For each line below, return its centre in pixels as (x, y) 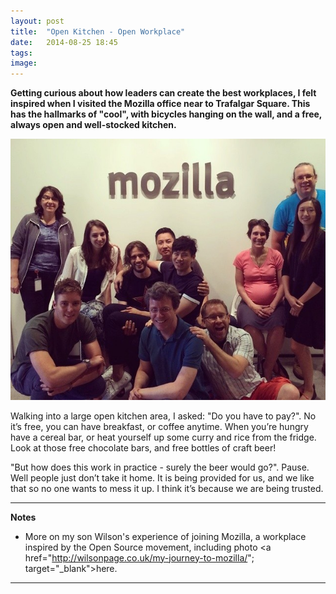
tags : (21, 53)
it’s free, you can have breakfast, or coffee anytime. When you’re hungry (159, 426)
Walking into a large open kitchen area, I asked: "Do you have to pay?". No (163, 416)
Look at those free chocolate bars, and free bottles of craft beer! (143, 447)
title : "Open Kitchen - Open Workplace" (98, 31)
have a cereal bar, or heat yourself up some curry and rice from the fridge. (163, 437)
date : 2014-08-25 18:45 (64, 42)
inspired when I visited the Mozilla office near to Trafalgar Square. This (160, 104)
